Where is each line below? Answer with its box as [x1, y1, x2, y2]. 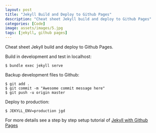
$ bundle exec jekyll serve [5, 63, 63, 68]
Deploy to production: [5, 99, 50, 105]
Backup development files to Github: [5, 72, 80, 77]
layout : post [5, 7, 32, 12]
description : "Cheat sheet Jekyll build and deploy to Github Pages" [5, 16, 152, 21]
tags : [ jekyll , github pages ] [5, 30, 68, 35]
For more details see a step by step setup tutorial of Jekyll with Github [5, 117, 148, 123]
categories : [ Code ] [5, 21, 46, 26]
